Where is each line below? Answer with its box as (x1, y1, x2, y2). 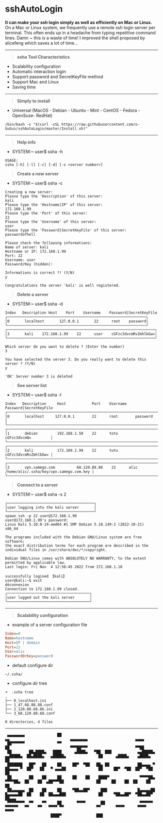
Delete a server (16, 291, 49, 297)
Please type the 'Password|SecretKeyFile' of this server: (5, 228, 127, 232)
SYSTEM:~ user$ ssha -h (12, 148, 63, 154)
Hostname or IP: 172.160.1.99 (5, 249, 66, 254)
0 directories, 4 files (5, 720, 53, 724)
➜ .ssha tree (5, 690, 34, 695)
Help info (16, 139, 36, 145)
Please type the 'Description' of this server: (5, 194, 103, 198)
